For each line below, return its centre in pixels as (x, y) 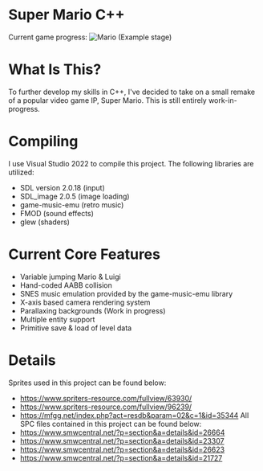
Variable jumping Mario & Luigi (71, 276)
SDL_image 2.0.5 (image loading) (75, 196)
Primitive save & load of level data (76, 328)
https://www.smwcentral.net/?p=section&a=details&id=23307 (122, 440)
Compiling (43, 141)
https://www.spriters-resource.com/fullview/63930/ (106, 398)
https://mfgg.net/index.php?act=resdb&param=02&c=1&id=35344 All (134, 415)
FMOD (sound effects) (57, 213)
